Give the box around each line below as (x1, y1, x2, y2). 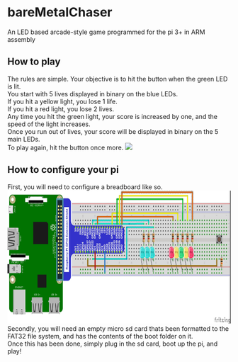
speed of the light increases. (7, 120, 91, 128)
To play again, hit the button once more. (7, 143, 124, 152)
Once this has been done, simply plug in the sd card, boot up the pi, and (7, 339, 218, 348)
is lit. (7, 82, 21, 91)
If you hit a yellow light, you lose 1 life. (7, 97, 118, 106)
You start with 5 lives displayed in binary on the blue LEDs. (7, 89, 178, 98)
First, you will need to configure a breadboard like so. (7, 182, 163, 191)
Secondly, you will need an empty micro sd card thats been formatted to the (7, 324, 229, 333)
